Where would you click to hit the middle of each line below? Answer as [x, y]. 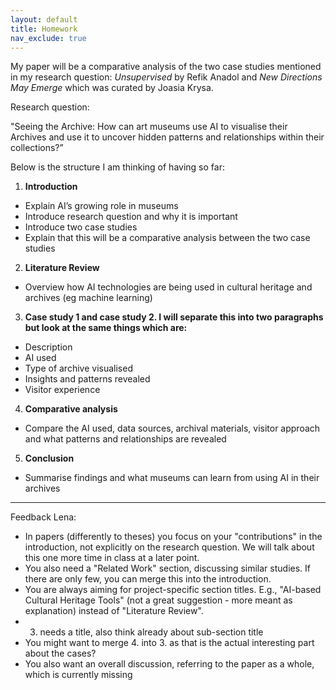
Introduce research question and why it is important [131, 217]
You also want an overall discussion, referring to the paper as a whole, [169, 664]
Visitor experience [62, 390]
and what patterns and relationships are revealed [125, 439]
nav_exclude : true [48, 38]
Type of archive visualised [78, 368]
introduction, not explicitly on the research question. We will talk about [169, 547]
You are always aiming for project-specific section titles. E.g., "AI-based [173, 590]
